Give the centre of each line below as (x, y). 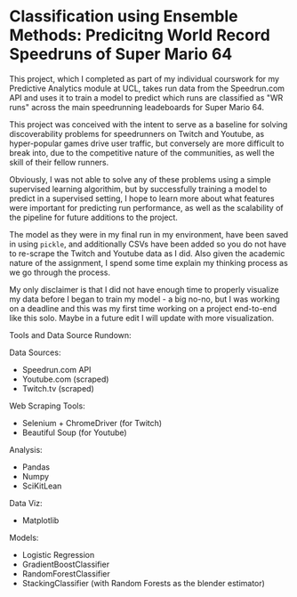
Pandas (36, 467)
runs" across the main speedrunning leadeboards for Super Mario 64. (137, 107)
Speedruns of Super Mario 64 (121, 54)
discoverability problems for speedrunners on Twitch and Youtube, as (137, 133)
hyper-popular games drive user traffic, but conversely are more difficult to (147, 143)
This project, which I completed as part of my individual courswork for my (144, 78)
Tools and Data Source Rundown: (70, 335)
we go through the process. (60, 272)
